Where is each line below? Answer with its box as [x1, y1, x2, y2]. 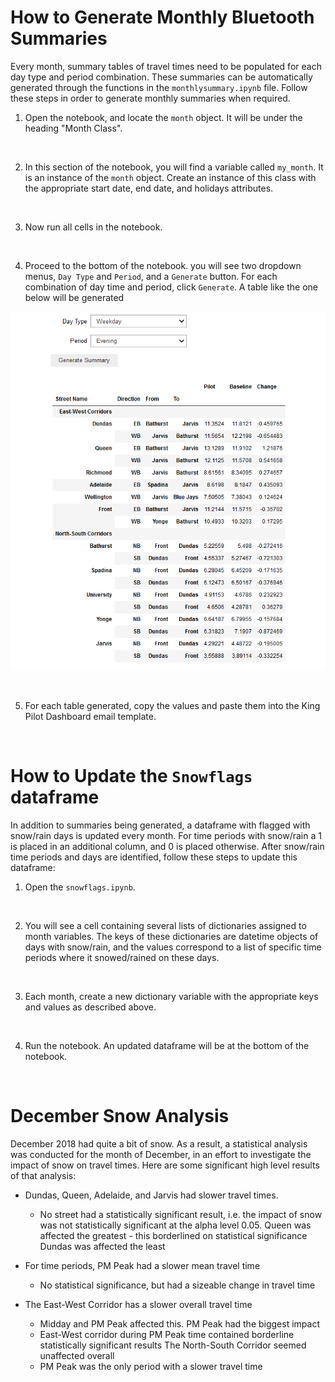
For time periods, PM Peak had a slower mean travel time [24, 1260, 261, 1272]
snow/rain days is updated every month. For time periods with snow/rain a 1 [10, 830, 322, 842]
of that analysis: [10, 1170, 77, 1182]
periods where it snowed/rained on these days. [24, 952, 220, 964]
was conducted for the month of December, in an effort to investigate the [10, 1149, 312, 1161]
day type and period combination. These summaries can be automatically [10, 71, 313, 83]
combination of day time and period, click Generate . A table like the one [24, 281, 318, 293]
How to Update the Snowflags [10, 765, 253, 788]
